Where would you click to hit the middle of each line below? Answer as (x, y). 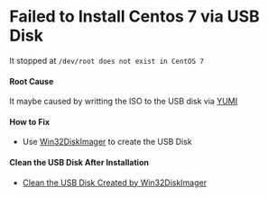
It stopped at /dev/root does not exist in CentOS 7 (107, 60)
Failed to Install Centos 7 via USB (134, 17)
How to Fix (30, 121)
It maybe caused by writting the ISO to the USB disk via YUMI (123, 102)
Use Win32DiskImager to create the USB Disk (107, 142)
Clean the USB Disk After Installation (79, 162)
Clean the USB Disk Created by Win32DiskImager (115, 183)
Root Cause (32, 81)
